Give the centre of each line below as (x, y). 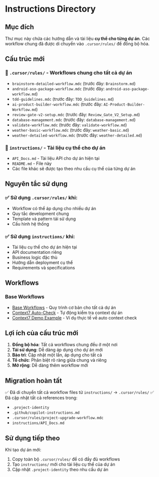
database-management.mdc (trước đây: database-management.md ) (74, 120)
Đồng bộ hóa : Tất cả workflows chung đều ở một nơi (65, 345)
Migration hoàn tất (33, 380)
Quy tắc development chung (40, 213)
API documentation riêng (37, 252)
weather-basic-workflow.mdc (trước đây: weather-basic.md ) (71, 130)
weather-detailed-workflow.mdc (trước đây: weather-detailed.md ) (77, 135)
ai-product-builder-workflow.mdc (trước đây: (57, 104)
